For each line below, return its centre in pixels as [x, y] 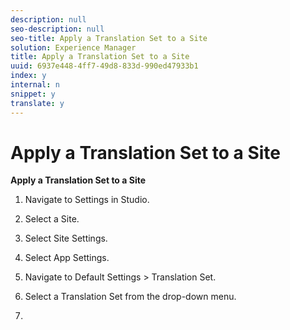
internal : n [35, 85]
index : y [28, 76]
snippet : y [33, 94]
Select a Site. [52, 219]
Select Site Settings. [66, 238]
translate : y [37, 103]
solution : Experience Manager [73, 47]
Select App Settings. [67, 258]
